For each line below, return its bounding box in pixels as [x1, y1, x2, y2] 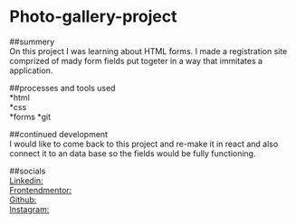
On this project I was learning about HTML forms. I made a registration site [9, 45, 288, 56]
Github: [9, 194, 37, 205]
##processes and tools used [9, 82, 116, 93]
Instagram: [9, 203, 50, 214]
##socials [9, 165, 46, 176]
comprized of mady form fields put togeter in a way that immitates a [9, 55, 263, 66]
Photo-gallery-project [9, 6, 178, 27]
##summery [9, 36, 55, 47]
